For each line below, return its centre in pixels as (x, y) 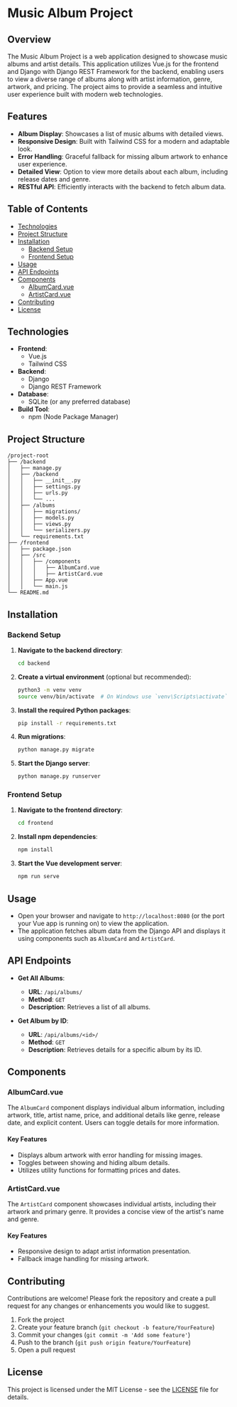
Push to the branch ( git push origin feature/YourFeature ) (104, 1342)
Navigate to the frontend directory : (70, 810)
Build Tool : (33, 409)
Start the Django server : (54, 764)
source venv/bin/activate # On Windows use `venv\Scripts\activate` (123, 696)
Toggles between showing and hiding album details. (94, 1162)
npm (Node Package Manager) (73, 417)
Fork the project (41, 1319)
